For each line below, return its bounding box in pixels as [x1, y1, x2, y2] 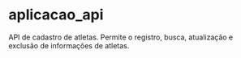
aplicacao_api [8, 6, 104, 24]
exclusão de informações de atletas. [8, 40, 130, 50]
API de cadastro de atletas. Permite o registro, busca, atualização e [8, 32, 234, 42]
